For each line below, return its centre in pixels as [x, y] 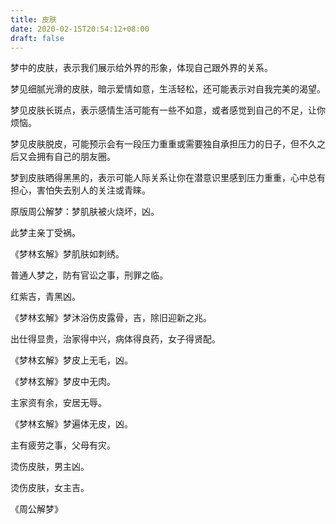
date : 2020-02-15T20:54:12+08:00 [80, 29]
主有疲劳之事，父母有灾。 [63, 445]
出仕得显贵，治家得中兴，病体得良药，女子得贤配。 [115, 339]
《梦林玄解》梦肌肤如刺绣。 [67, 254]
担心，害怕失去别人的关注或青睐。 [80, 190]
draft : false [37, 38]
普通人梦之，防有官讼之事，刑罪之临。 [89, 275]
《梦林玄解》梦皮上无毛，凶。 [71, 360]
